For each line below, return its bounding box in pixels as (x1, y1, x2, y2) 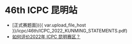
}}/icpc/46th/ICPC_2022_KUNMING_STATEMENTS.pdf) (12, 27, 127, 33)
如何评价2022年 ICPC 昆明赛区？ (12, 33, 81, 39)
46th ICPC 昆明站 (5, 4, 78, 16)
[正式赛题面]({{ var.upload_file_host (12, 22, 86, 28)
